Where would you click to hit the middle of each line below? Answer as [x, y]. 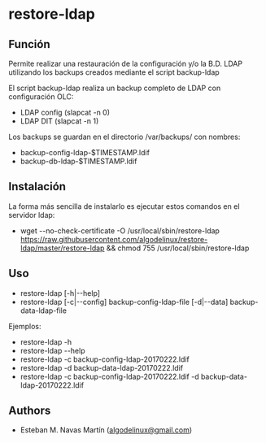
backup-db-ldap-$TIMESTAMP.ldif [78, 161]
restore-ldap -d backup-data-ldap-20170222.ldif [102, 367]
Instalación [37, 187]
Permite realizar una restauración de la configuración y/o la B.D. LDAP [125, 63]
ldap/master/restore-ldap [62, 248]
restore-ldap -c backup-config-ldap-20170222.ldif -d [109, 376]
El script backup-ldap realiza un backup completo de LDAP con [115, 88]
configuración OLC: [41, 97]
